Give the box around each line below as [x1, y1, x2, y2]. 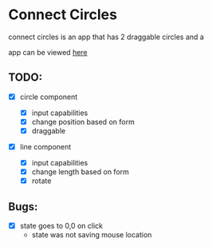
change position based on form [31, 117, 135, 126]
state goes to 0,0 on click [19, 221, 104, 231]
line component [19, 142, 72, 151]
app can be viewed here [8, 47, 88, 57]
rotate [31, 176, 52, 185]
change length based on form [31, 167, 130, 177]
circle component [19, 92, 78, 102]
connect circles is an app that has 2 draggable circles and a [8, 32, 205, 42]
